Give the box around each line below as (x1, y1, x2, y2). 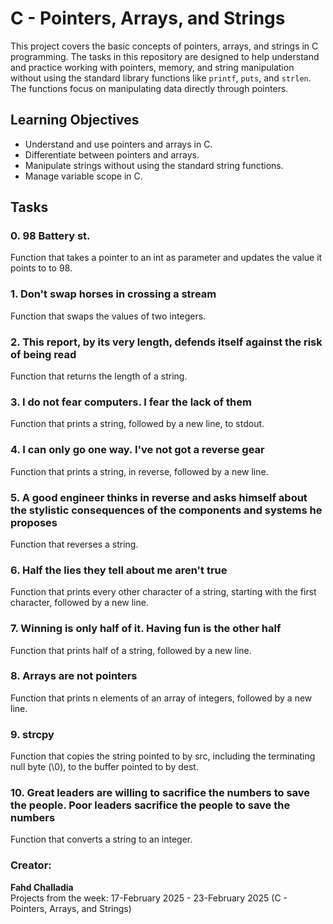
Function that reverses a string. (10, 538, 139, 550)
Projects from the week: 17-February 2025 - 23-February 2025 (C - (10, 892, 288, 904)
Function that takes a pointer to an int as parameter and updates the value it (10, 252, 323, 264)
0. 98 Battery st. (10, 229, 91, 243)
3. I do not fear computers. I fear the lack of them (10, 395, 252, 409)
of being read (10, 347, 77, 361)
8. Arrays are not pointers (10, 669, 138, 683)
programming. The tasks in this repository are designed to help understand (10, 50, 320, 62)
